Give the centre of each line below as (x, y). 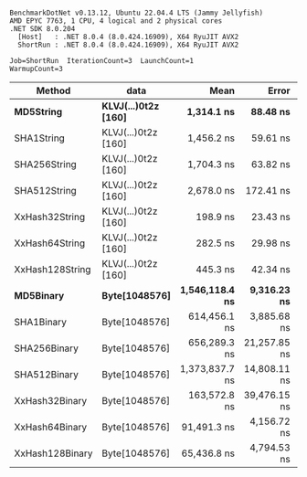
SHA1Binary (40, 322)
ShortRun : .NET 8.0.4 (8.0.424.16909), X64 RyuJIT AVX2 (128, 45)
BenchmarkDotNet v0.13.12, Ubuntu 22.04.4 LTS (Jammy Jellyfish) (136, 13)
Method (53, 90)
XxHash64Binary (51, 427)
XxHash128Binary (53, 453)
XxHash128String (53, 269)
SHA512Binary (47, 374)
